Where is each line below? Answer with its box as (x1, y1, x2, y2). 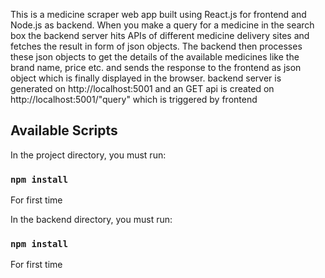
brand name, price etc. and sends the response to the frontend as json (10, 62, 302, 73)
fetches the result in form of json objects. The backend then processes (10, 40, 303, 52)
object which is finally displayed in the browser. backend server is (10, 72, 282, 84)
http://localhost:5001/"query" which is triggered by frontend (10, 94, 258, 105)
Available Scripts (10, 122, 118, 139)
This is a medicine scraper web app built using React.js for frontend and (10, 9, 307, 20)
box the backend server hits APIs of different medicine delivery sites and (10, 30, 310, 41)
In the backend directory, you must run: (10, 214, 173, 226)
